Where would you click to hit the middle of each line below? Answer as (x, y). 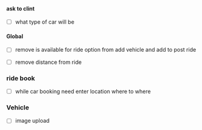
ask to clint (20, 9)
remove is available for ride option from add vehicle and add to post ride (106, 50)
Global (15, 36)
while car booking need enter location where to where (83, 91)
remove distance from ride (48, 62)
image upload (32, 121)
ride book (21, 78)
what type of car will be (45, 22)
